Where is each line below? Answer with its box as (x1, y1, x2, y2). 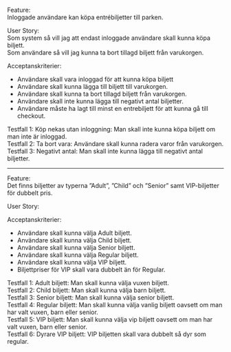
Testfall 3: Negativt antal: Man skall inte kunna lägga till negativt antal (7, 147, 203, 155)
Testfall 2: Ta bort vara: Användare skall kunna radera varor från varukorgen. (7, 140, 224, 147)
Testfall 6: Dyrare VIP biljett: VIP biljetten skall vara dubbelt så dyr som (7, 330, 206, 338)
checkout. (16, 112, 46, 120)
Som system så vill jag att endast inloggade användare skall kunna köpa (7, 34, 211, 42)
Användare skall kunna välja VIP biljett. (16, 258, 127, 266)
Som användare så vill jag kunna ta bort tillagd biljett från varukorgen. (7, 48, 204, 56)
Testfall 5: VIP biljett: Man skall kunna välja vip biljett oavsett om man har (7, 315, 213, 323)
